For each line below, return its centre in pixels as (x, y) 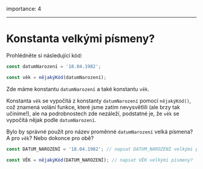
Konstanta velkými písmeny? (81, 39)
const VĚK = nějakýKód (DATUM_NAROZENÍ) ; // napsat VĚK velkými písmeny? (100, 160)
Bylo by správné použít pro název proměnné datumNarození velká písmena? (100, 132)
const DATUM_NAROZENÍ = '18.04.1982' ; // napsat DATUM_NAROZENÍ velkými (100, 149)
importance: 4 (24, 9)
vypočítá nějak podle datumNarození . (51, 120)
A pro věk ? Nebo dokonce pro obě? (50, 138)
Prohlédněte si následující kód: (44, 55)
